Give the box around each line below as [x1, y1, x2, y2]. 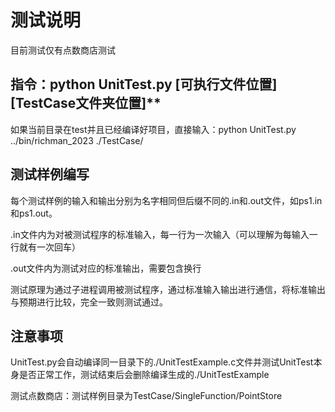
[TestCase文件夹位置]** [10, 95, 162, 112]
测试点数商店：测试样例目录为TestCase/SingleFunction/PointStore [10, 390, 283, 402]
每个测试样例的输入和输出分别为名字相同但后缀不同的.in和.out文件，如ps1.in [10, 194, 323, 206]
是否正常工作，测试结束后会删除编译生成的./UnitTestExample [18, 369, 270, 381]
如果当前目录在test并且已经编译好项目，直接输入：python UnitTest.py [10, 123, 297, 135]
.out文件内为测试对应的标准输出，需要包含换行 [10, 262, 202, 274]
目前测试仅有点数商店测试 [10, 44, 116, 56]
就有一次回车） [18, 241, 81, 253]
